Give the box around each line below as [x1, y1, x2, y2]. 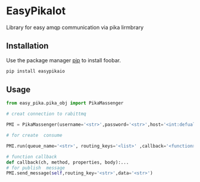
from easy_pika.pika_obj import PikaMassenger [6, 100, 124, 106]
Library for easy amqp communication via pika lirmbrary [6, 24, 144, 31]
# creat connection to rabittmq [6, 111, 86, 117]
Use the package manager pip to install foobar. [6, 56, 121, 63]
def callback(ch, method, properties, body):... [6, 159, 129, 165]
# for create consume [6, 132, 62, 139]
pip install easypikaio [6, 68, 65, 74]
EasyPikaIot [6, 4, 66, 18]
